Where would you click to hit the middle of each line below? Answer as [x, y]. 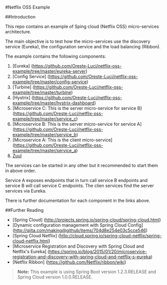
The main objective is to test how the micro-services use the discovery [78, 41]
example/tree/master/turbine [42, 92]
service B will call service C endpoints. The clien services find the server [80, 186]
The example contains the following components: [56, 56]
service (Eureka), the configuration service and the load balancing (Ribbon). [83, 47]
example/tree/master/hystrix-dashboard [53, 103]
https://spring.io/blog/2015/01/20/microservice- [98, 251]
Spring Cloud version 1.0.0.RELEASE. [55, 277]
